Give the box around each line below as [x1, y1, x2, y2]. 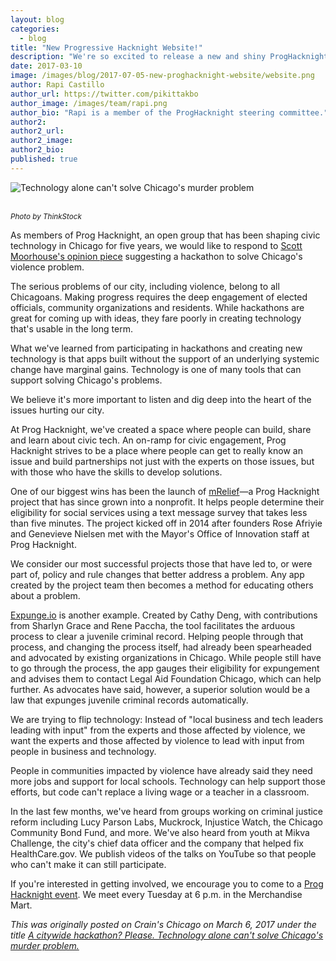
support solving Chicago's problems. [10, 374, 163, 386]
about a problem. [10, 589, 81, 601]
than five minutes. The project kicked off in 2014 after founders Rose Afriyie [10, 517, 323, 529]
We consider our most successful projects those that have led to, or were [10, 557, 313, 570]
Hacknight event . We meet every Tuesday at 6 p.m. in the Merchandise [10, 888, 303, 900]
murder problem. [10, 939, 80, 951]
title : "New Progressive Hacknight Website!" [10, 42, 203, 53]
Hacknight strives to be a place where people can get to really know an [10, 444, 303, 456]
